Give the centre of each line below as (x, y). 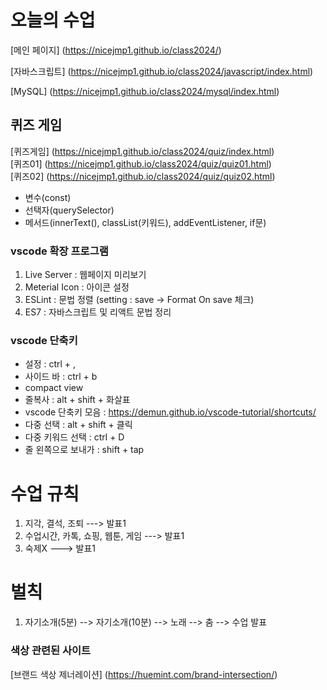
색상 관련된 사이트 (51, 651)
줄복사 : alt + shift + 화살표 (77, 400)
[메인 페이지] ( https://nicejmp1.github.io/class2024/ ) (116, 50)
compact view (54, 388)
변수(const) (48, 197)
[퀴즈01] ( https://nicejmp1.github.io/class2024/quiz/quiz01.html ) (141, 163)
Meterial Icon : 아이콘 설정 (77, 287)
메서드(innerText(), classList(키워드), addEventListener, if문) (145, 222)
